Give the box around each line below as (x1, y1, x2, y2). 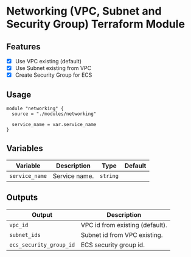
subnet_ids (9, 231, 41, 238)
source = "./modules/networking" (12, 111, 97, 117)
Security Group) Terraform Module (6, 17, 186, 31)
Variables (6, 143, 44, 153)
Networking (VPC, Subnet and (6, 4, 162, 18)
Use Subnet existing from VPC (15, 65, 92, 72)
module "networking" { (6, 105, 64, 111)
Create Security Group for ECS (15, 71, 92, 79)
